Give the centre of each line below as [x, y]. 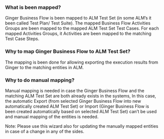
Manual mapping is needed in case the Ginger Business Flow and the [75, 91]
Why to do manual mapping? [40, 80]
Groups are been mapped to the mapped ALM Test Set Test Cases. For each [82, 28]
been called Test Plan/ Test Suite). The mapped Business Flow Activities [78, 23]
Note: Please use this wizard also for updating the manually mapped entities [82, 126]
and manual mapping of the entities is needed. [52, 116]
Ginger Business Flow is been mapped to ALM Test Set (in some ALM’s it [78, 18]
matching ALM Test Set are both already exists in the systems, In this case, [81, 96]
